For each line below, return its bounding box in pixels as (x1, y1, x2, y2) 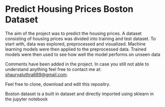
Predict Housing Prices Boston (5, 3, 134, 15)
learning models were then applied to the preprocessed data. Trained (5, 46, 147, 52)
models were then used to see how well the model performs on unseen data (5, 51, 161, 57)
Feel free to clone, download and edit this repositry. (5, 81, 110, 87)
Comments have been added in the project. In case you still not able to (5, 61, 150, 67)
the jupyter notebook (5, 96, 48, 102)
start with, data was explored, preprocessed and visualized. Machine (5, 41, 146, 47)
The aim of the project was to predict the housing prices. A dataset (5, 30, 142, 36)
